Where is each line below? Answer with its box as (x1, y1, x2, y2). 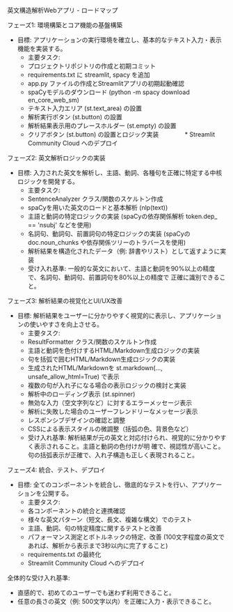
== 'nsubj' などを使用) (27, 221, 92, 229)
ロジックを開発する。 (17, 177, 79, 185)
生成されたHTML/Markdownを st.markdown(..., (27, 364, 163, 372)
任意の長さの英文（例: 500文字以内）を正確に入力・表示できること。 (17, 597, 216, 605)
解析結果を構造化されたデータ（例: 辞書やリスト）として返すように (27, 247, 220, 255)
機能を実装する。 (17, 45, 67, 52)
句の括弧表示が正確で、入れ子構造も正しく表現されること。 (27, 451, 199, 459)
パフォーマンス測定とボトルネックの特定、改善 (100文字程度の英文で (27, 533, 225, 541)
